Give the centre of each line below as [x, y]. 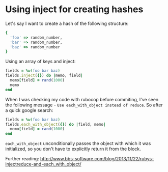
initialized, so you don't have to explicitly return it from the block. [73, 149]
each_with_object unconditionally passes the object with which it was [78, 144]
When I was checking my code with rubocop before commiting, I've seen [82, 99]
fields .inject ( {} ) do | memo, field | [44, 76]
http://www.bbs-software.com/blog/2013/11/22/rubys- [97, 159]
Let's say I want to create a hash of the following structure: [67, 23]
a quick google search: [29, 110]
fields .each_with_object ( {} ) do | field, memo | [55, 124]
